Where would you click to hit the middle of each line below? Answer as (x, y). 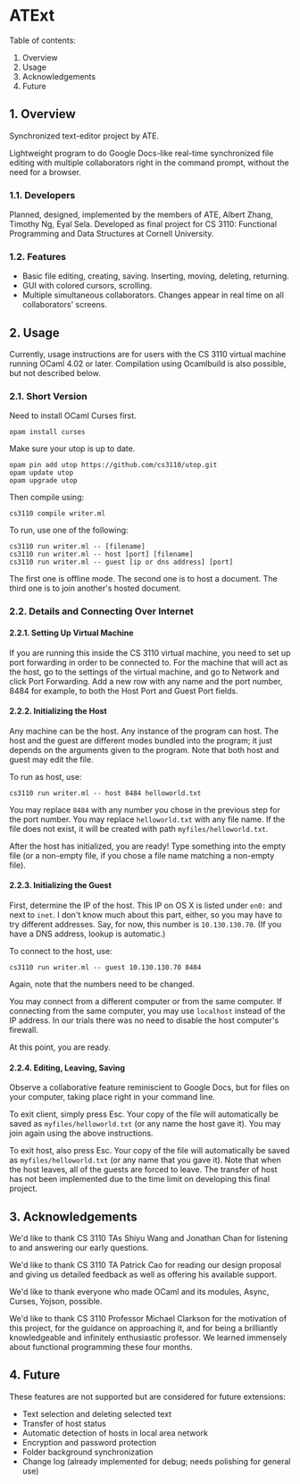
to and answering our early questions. (79, 1248)
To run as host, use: (46, 776)
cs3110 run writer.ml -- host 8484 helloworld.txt (105, 793)
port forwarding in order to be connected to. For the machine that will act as (149, 662)
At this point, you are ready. (60, 1047)
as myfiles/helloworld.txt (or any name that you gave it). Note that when (145, 1160)
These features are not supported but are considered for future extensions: (147, 1396)
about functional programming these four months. (101, 1347)
